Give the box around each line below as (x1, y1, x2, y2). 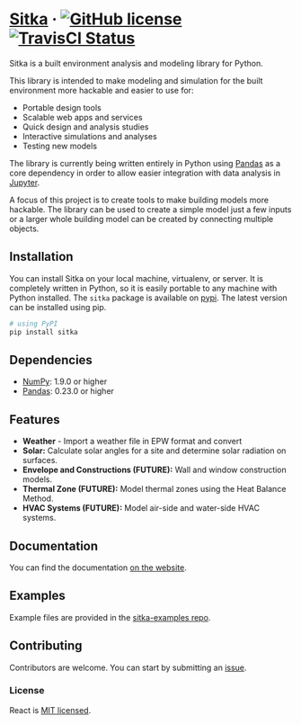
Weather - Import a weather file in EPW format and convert (22, 436, 243, 447)
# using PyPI (9, 319, 58, 328)
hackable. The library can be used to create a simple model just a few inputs (9, 203, 292, 215)
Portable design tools (22, 102, 102, 112)
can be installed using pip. (9, 301, 107, 312)
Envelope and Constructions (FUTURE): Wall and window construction (22, 464, 288, 476)
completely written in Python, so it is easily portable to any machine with (9, 282, 278, 293)
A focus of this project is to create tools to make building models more (9, 194, 270, 205)
